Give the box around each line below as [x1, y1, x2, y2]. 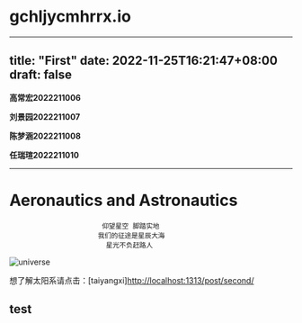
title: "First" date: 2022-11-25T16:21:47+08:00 [9, 53, 279, 68]
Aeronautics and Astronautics [9, 190, 238, 211]
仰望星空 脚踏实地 [102, 221, 160, 230]
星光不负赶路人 [105, 240, 154, 249]
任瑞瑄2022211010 [9, 149, 79, 160]
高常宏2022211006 [9, 92, 81, 103]
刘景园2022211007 [9, 111, 81, 122]
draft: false [9, 67, 72, 83]
